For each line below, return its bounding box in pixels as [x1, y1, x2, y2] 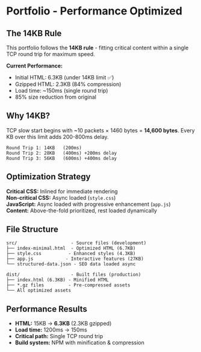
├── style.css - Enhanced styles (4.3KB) [6, 251, 136, 257]
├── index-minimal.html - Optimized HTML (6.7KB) [6, 245, 136, 252]
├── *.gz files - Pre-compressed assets [6, 282, 131, 288]
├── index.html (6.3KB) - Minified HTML [6, 277, 110, 283]
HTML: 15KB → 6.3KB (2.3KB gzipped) [14, 320, 112, 327]
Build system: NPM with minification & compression [14, 339, 144, 347]
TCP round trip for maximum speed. [6, 51, 95, 58]
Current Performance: [6, 62, 63, 69]
